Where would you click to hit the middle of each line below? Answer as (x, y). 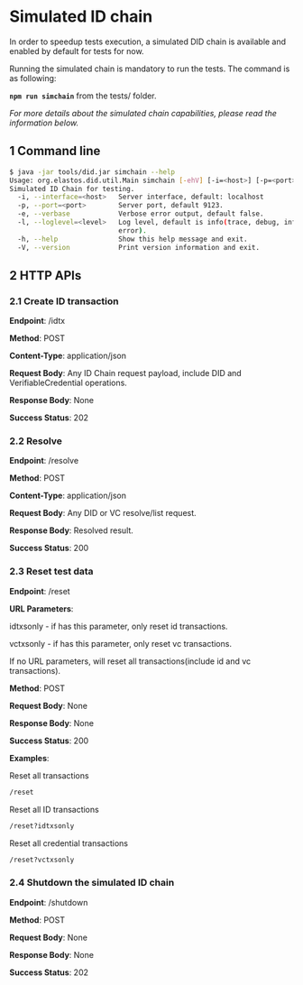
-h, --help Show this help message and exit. (133, 239)
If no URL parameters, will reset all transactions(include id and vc (130, 661)
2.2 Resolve (36, 441)
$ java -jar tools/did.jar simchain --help (92, 172)
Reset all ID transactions (54, 809)
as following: (33, 78)
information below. (44, 123)
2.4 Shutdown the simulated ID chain (92, 883)
